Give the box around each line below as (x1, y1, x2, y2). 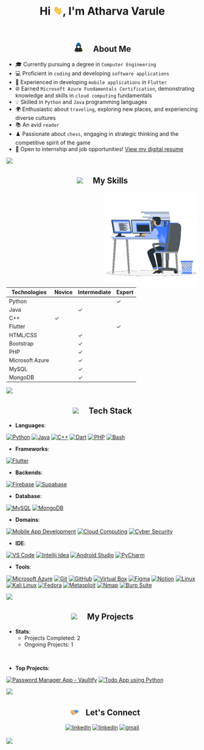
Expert (116, 289, 134, 296)
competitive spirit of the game (15, 139, 91, 146)
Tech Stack (88, 405, 132, 416)
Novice (54, 289, 73, 296)
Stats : (15, 628, 31, 635)
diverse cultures (15, 114, 56, 121)
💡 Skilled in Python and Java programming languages (15, 98, 147, 105)
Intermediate (77, 289, 111, 296)
